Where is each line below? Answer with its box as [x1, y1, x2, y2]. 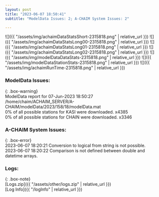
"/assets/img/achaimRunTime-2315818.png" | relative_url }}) [5, 65, 125, 71]
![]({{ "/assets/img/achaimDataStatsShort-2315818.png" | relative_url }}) [5, 34, 149, 39]
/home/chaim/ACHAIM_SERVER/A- [5, 98, 74, 104]
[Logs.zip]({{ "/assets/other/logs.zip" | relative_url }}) [5, 181, 111, 187]
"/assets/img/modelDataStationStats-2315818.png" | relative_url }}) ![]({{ [5, 59, 150, 66]
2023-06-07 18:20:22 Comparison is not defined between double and [5, 147, 145, 154]
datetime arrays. [5, 153, 38, 158]
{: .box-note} [5, 176, 31, 182]
